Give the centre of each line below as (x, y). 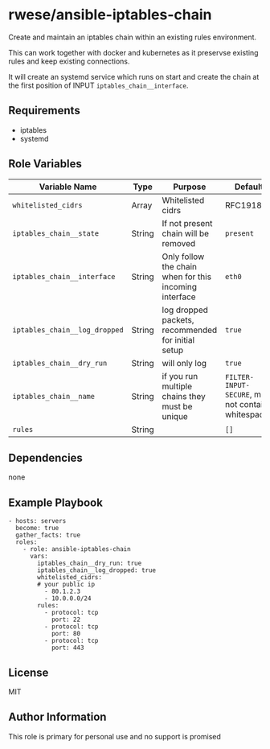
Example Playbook (55, 502)
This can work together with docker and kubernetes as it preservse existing (133, 52)
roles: (27, 542)
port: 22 (66, 620)
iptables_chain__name (53, 396)
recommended (190, 330)
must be (177, 406)
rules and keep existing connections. (69, 61)
